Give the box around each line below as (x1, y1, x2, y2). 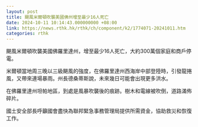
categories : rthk (6, 31, 49, 37)
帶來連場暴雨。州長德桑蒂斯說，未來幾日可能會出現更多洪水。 (21, 75, 171, 82)
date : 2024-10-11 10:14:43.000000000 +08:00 (6, 19, 117, 25)
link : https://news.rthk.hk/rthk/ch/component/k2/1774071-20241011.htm (6, 25, 186, 31)
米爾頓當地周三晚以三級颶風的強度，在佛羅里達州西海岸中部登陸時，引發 (6, 67, 181, 74)
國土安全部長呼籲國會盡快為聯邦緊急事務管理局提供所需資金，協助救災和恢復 (6, 108, 192, 115)
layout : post (6, 8, 38, 15)
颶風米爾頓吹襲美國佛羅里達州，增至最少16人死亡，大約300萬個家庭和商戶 (6, 48, 187, 55)
